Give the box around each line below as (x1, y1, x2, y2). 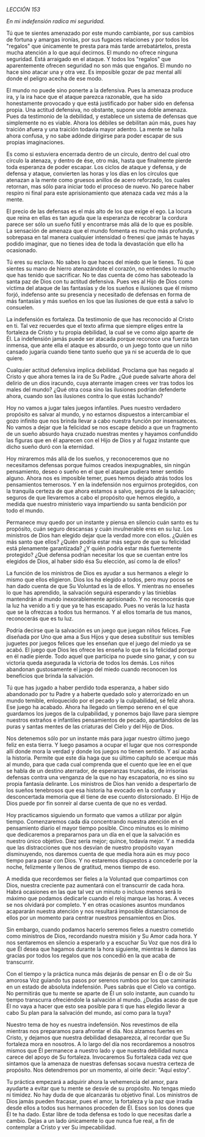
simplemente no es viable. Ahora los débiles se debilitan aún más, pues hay (6, 119, 196, 126)
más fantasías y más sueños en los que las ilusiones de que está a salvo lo (6, 297, 194, 305)
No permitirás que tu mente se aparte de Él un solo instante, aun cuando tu (6, 990, 195, 997)
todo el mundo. (6, 507, 45, 514)
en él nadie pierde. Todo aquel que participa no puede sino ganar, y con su (6, 653, 195, 659)
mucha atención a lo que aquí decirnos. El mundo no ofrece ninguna (6, 49, 178, 56)
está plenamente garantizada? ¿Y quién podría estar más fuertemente (6, 545, 182, 552)
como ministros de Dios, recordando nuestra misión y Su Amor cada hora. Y (6, 932, 198, 940)
